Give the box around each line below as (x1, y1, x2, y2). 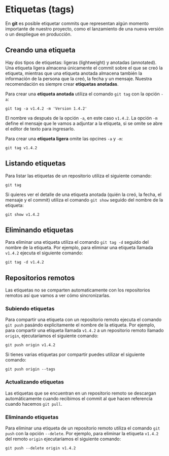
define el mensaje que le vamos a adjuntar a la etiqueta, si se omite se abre (5, 120, 163, 126)
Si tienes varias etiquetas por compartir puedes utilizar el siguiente (5, 351, 145, 357)
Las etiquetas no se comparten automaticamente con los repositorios (5, 287, 151, 293)
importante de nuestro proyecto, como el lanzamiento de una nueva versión (5, 25, 164, 31)
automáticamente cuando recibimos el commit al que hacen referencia (5, 395, 153, 402)
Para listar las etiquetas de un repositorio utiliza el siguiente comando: (5, 173, 152, 179)
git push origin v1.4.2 (5, 343, 56, 348)
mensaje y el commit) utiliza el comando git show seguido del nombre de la (5, 197, 163, 203)
